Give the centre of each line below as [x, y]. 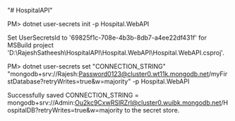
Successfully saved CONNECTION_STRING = [73, 95]
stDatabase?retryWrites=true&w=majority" [69, 81]
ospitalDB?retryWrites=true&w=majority [65, 110]
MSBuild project [31, 45]
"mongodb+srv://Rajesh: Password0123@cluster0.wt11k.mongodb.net [108, 74]
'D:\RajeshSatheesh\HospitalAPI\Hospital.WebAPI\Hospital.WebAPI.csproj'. [116, 53]
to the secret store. [152, 110]
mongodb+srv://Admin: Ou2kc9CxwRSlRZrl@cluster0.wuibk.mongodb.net [114, 103]
